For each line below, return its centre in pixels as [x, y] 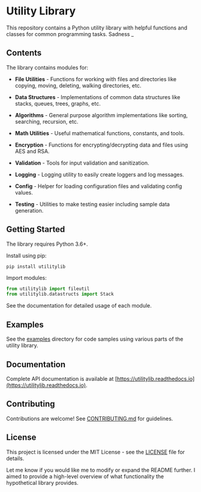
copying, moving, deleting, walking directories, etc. [78, 85]
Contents [24, 53]
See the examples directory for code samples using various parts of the [95, 339]
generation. [29, 210]
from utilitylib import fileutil [48, 289]
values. [24, 192]
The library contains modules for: [47, 67]
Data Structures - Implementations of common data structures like [97, 97]
